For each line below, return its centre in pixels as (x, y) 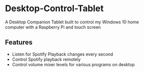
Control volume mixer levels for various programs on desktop (73, 64)
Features (19, 43)
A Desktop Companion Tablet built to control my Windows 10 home (72, 22)
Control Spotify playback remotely (46, 59)
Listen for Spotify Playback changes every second (63, 54)
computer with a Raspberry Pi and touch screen (53, 27)
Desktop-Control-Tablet (54, 9)
